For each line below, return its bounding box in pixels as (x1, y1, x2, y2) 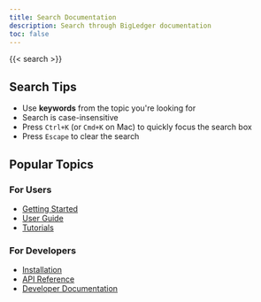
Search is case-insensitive (21, 112, 119, 123)
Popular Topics (9, 157, 95, 172)
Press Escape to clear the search (21, 131, 140, 142)
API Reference (21, 274, 75, 284)
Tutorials (21, 222, 55, 233)
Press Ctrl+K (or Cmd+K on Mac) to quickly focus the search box (21, 121, 252, 133)
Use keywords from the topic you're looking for (21, 103, 196, 113)
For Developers (9, 244, 77, 257)
